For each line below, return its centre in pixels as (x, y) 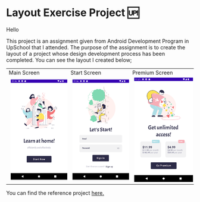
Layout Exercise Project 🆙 (73, 13)
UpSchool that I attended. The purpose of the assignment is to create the (96, 47)
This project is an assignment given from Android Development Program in (98, 41)
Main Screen (24, 72)
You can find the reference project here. (55, 193)
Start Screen (86, 72)
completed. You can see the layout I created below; (69, 60)
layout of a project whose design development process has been (86, 53)
